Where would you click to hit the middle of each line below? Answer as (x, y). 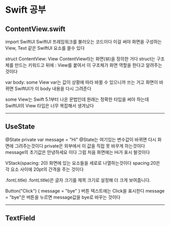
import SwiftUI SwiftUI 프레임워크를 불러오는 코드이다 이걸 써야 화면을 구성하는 (83, 42)
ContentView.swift (35, 29)
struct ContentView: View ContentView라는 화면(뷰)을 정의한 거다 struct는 (80, 59)
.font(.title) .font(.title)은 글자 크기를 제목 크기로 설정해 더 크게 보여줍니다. (78, 180)
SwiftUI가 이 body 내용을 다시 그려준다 (53, 88)
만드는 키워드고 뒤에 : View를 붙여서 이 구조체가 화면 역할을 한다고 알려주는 (88, 65)
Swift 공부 (26, 10)
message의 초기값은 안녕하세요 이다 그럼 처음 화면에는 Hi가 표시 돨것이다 (78, 152)
